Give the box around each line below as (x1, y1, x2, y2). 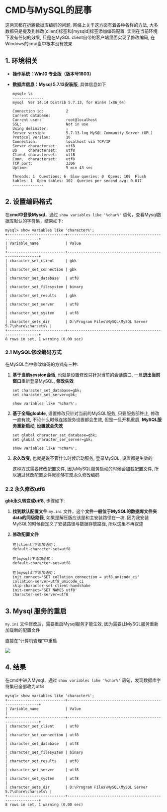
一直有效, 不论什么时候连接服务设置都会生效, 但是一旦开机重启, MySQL (12, 416, 158, 422)
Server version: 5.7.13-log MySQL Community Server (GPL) (12, 130, 153, 135)
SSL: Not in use (12, 121, 88, 127)
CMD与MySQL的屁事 (5, 4, 92, 16)
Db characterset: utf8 (12, 148, 76, 153)
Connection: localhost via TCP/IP (12, 139, 111, 144)
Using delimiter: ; (12, 126, 69, 131)
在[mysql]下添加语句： (12, 556, 55, 561)
